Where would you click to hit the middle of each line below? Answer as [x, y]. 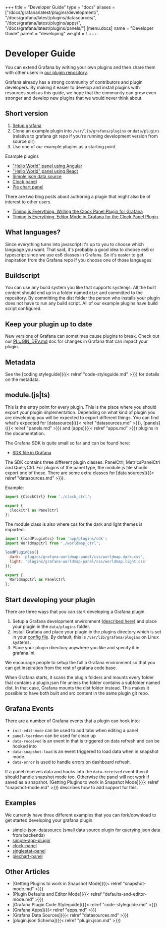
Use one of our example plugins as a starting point [64, 146]
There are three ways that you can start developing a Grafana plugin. [76, 612]
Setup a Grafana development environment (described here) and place [84, 621]
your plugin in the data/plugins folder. [51, 626]
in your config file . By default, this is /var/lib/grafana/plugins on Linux [85, 637]
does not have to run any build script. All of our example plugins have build [82, 303]
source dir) [24, 141]
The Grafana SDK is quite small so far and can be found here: [68, 443]
